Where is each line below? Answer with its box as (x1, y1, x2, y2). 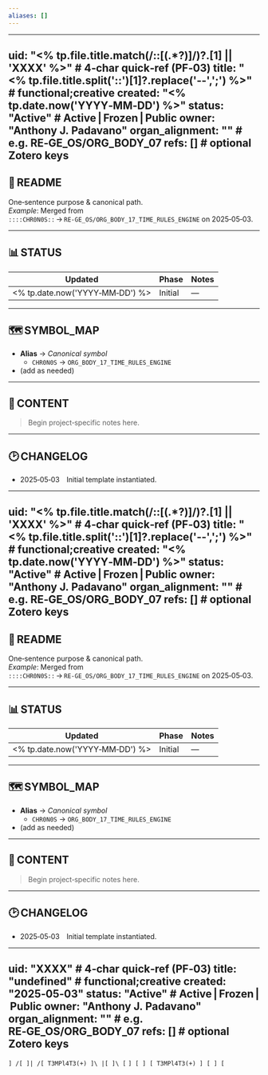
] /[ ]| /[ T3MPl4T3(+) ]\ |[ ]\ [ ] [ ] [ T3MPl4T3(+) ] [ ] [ (8, 1060, 225, 1068)
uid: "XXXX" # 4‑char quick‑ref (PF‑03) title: (8, 961, 237, 976)
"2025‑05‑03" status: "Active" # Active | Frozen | (8, 987, 260, 1001)
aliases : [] (8, 11, 48, 20)
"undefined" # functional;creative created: (8, 974, 227, 988)
